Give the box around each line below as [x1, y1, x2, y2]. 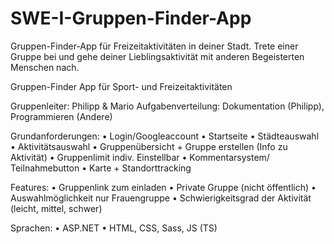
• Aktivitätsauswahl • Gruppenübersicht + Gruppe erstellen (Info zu [10, 140, 288, 152]
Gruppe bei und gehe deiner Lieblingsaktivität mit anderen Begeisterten [10, 50, 305, 62]
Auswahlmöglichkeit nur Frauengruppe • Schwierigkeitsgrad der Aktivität [10, 192, 312, 204]
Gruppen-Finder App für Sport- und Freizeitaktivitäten [10, 80, 233, 92]
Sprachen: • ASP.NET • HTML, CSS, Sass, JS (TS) [10, 222, 218, 234]
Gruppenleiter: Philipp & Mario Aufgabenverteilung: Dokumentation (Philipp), [10, 100, 325, 112]
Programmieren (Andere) [10, 110, 113, 122]
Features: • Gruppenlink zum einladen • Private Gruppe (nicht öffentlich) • [10, 181, 317, 193]
